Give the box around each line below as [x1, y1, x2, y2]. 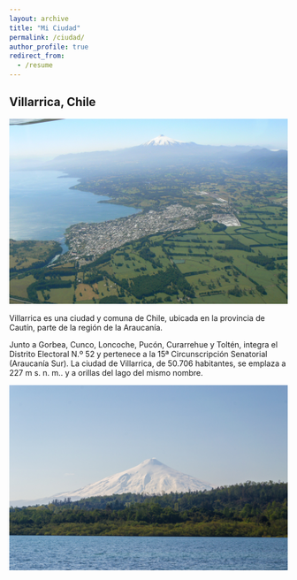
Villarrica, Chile [9, 95, 96, 110]
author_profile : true [9, 42, 89, 51]
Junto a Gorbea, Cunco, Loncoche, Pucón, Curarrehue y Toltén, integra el [9, 339, 278, 349]
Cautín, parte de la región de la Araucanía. [9, 322, 164, 332]
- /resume [17, 61, 53, 70]
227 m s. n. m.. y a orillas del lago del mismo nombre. [9, 367, 203, 378]
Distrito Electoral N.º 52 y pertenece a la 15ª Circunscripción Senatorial [9, 348, 268, 359]
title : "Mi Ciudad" [9, 23, 81, 33]
